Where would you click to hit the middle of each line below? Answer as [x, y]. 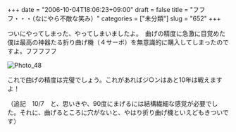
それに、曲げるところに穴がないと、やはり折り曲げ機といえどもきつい [121, 112]
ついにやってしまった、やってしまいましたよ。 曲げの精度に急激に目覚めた [117, 34]
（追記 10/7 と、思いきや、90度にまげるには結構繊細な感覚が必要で [110, 103]
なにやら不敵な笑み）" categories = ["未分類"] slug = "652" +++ [128, 18]
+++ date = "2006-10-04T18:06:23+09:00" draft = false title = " [100, 10]
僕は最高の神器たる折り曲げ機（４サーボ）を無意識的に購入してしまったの [115, 42]
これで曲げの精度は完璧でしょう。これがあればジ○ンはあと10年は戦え [109, 80]
